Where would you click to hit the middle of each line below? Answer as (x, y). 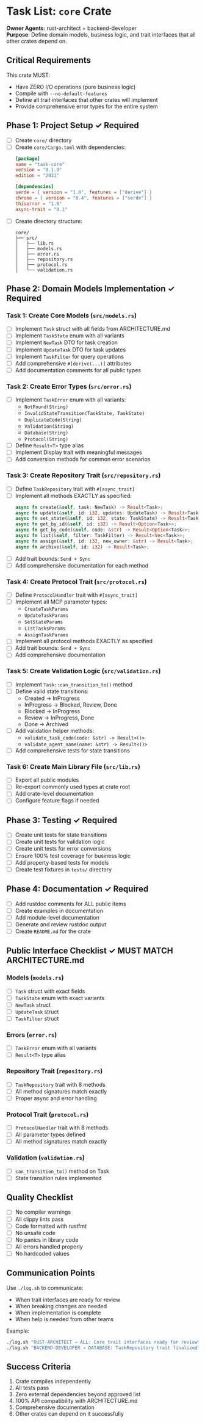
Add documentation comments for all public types (78, 370)
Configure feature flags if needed (57, 801)
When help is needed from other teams (64, 1319)
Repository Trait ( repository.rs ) (55, 1071)
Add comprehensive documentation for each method (82, 565)
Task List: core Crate (59, 11)
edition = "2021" (37, 176)
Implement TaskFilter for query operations (69, 356)
